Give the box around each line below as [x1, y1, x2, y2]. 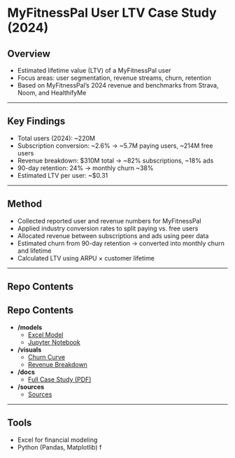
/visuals [17, 345, 42, 354]
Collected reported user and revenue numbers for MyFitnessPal [17, 216, 201, 225]
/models [17, 323, 43, 331]
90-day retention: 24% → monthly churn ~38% [17, 163, 154, 172]
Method [7, 198, 43, 210]
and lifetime [17, 247, 52, 255]
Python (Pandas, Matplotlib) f [17, 443, 102, 451]
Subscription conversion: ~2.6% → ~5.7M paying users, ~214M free [17, 141, 213, 150]
